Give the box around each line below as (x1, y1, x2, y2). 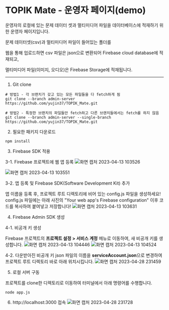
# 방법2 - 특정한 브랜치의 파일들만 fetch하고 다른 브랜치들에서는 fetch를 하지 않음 (5, 110, 159, 115)
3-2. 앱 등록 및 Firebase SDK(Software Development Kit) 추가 (5, 180, 130, 186)
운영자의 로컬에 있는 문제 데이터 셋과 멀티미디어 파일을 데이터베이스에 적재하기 (5, 22, 158, 28)
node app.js (5, 289, 30, 295)
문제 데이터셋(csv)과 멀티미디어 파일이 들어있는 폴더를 (5, 39, 112, 45)
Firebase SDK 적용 (12, 148, 50, 154)
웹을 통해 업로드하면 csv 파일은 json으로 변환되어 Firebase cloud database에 (5, 50, 158, 56)
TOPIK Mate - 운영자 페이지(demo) (5, 5, 146, 16)
